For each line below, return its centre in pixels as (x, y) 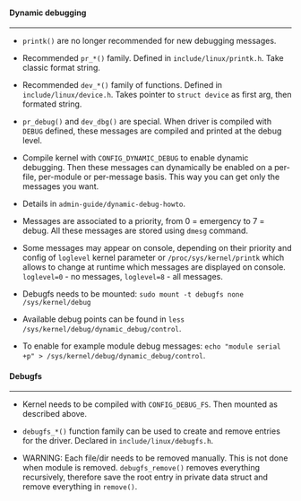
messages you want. (60, 186)
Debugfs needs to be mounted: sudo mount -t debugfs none (133, 294)
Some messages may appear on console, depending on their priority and (157, 248)
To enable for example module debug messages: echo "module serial (151, 346)
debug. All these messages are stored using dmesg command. (135, 231)
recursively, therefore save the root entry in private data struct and (145, 477)
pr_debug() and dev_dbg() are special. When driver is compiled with (146, 122)
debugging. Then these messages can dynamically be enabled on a (147, 168)
